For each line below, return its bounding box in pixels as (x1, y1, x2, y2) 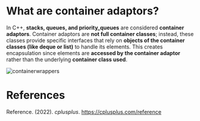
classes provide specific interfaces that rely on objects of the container (6, 37, 185, 44)
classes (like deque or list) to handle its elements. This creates (6, 43, 163, 50)
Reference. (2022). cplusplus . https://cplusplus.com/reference (6, 108, 161, 115)
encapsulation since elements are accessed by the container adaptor (6, 49, 181, 56)
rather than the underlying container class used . (6, 56, 128, 63)
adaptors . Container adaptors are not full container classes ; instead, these (6, 30, 194, 37)
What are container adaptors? (6, 4, 160, 18)
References (6, 89, 65, 102)
